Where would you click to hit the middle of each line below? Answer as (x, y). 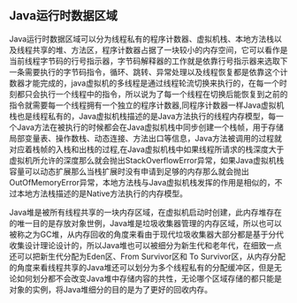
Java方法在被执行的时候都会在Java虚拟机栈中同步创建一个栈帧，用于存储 (150, 127)
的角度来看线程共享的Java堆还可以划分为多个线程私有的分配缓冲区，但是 (142, 267)
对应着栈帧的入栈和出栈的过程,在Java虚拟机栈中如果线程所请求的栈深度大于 (147, 149)
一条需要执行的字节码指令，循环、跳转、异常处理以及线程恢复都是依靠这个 (145, 72)
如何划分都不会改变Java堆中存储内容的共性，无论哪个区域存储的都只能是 (149, 278)
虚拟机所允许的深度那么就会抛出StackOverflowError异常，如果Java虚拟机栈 (147, 160)
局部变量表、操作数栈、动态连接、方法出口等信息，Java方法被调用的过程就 (146, 138)
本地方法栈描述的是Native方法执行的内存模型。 (102, 193)
